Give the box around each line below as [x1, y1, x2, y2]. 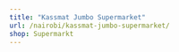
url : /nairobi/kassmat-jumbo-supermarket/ [9, 21, 170, 30]
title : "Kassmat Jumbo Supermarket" [9, 12, 146, 22]
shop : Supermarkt [9, 29, 74, 38]
